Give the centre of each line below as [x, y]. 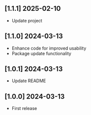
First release [24, 109]
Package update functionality [42, 53]
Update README [29, 81]
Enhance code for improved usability [49, 48]
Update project [27, 20]
